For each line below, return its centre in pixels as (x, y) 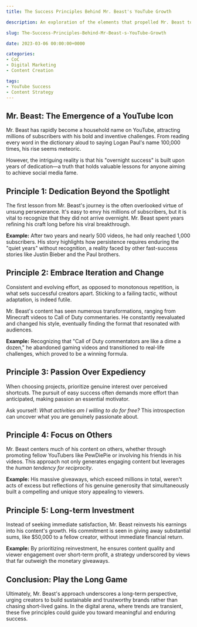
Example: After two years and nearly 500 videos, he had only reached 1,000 (98, 235)
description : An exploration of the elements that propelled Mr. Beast (95, 22)
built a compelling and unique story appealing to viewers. (75, 492)
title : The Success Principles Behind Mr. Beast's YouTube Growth (89, 11)
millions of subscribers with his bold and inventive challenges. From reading (98, 137)
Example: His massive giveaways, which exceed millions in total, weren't (94, 479)
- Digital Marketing (31, 65)
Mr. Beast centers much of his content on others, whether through (86, 449)
